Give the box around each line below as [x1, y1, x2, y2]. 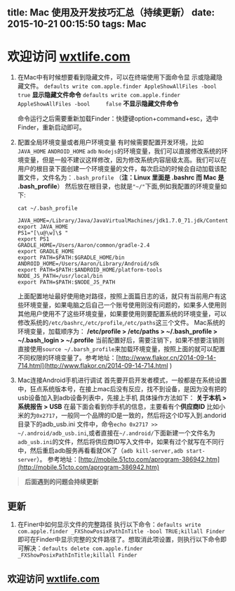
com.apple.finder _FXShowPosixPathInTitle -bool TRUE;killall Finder [17, 528, 226, 535]
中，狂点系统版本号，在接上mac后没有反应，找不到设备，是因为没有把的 [17, 385, 227, 393]
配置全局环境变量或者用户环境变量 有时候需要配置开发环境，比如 [17, 138, 204, 146]
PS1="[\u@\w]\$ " [17, 229, 69, 237]
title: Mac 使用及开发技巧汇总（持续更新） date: [7, 6, 215, 19]
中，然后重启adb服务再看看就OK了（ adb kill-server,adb [17, 446, 184, 455]
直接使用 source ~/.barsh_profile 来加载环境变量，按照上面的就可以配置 [17, 345, 226, 353]
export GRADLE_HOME [17, 248, 75, 255]
